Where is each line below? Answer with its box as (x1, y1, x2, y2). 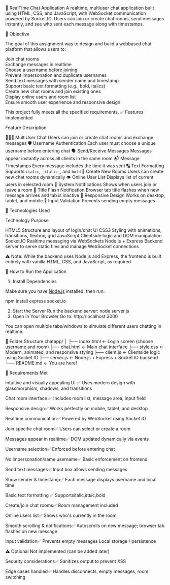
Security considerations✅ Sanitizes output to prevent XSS (5, 558, 126, 564)
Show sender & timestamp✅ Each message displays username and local (5, 477, 157, 482)
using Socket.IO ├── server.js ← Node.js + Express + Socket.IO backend (5, 355, 158, 360)
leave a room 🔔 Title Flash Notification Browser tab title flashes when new (5, 187, 159, 193)
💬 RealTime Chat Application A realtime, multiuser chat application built (5, 5, 154, 11)
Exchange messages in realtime (5, 61, 72, 67)
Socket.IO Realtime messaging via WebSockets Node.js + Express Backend (5, 238, 163, 244)
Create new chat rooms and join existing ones (5, 88, 101, 94)
